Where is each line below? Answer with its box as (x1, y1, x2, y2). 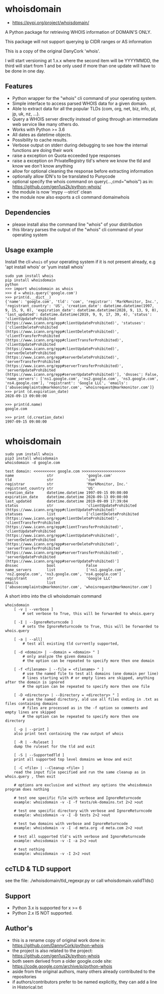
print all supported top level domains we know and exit (14, 757, 133, 762)
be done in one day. (5, 68, 45, 74)
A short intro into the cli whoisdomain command (5, 593, 102, 599)
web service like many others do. (12, 121, 79, 127)
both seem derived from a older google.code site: (12, 958, 113, 964)
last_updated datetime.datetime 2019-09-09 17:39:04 (5, 499, 128, 504)
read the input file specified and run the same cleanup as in (14, 770, 146, 775)
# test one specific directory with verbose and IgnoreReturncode (14, 808, 152, 814)
